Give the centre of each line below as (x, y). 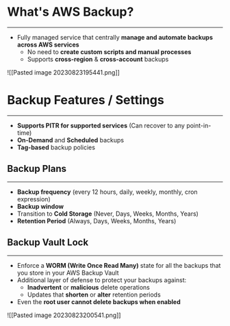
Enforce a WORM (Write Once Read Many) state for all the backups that (119, 265)
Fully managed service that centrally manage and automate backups (115, 37)
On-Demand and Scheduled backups (71, 140)
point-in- (199, 125)
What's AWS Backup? (71, 12)
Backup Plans (37, 169)
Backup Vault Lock (48, 243)
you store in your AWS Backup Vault (68, 273)
